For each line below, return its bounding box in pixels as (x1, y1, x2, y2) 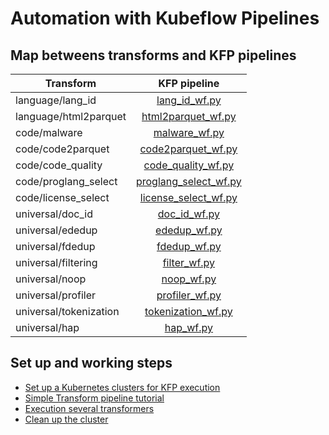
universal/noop (15, 272, 87, 286)
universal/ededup (15, 223, 98, 237)
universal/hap (15, 321, 80, 334)
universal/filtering (15, 256, 98, 269)
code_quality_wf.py (143, 158, 235, 172)
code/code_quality (15, 158, 103, 172)
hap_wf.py (164, 321, 214, 334)
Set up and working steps (10, 355, 173, 372)
